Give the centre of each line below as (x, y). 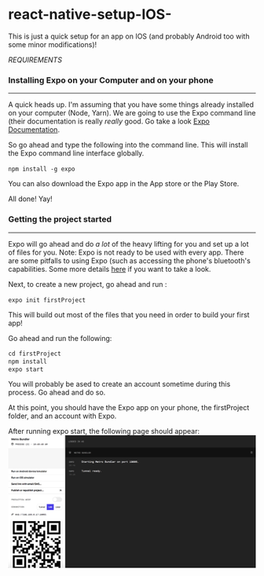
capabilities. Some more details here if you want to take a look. (110, 269)
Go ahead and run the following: (60, 338)
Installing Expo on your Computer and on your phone (111, 80)
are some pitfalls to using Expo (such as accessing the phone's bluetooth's (130, 260)
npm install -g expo (42, 169)
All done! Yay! (30, 199)
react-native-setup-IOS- (90, 15)
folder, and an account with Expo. (62, 416)
